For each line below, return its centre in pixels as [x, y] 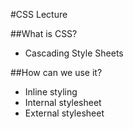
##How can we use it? [56, 72]
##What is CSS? [44, 33]
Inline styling [51, 92]
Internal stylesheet [63, 102]
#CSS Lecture [39, 14]
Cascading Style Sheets [74, 53]
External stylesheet [64, 113]
